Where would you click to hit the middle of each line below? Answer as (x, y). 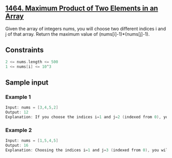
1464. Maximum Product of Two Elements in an (82, 8)
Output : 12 (17, 112)
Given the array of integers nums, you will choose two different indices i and (86, 29)
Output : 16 (17, 145)
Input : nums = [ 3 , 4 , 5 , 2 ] (32, 108)
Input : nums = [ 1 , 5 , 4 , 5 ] (32, 140)
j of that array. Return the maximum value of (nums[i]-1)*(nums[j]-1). (78, 34)
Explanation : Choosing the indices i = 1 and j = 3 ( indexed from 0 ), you (82, 150)
